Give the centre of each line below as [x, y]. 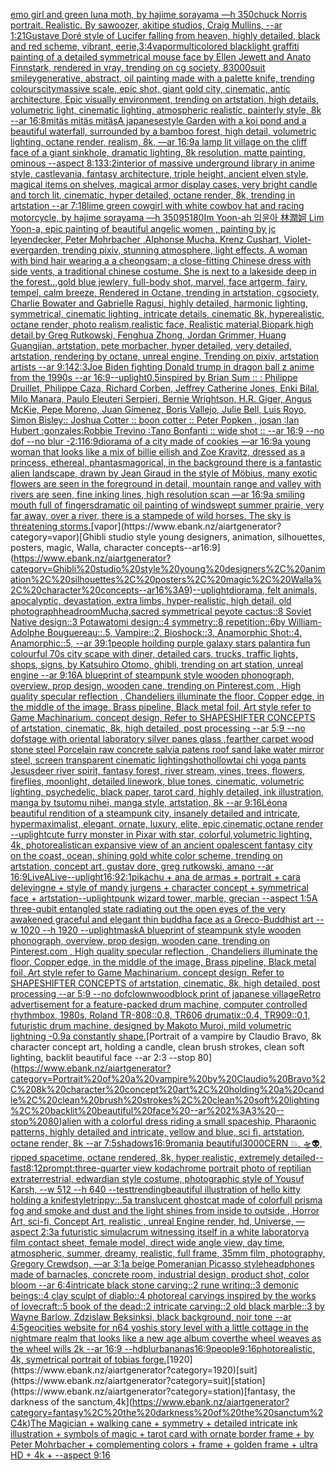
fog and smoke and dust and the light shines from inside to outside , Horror [165, 1210]
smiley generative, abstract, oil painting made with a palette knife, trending [162, 78]
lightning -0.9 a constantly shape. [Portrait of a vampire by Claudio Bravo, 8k [166, 1036]
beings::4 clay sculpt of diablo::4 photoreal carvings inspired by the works [163, 1295]
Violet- [297, 239]
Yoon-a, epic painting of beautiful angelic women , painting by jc [143, 228]
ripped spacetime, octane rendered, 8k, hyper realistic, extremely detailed [163, 1157]
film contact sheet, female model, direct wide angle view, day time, [148, 1242]
